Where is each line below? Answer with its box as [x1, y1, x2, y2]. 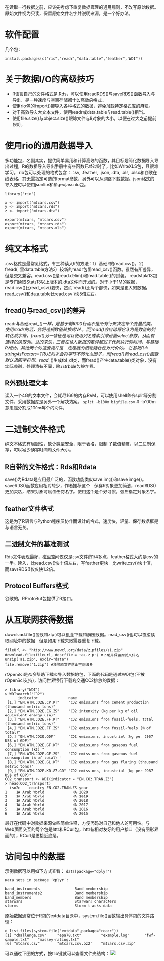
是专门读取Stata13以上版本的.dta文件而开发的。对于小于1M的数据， [5, 279, 140, 285]
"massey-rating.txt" [37, 937, 79, 942]
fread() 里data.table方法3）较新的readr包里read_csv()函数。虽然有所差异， [5, 266, 156, 272]
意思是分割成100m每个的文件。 [5, 405, 67, 411]
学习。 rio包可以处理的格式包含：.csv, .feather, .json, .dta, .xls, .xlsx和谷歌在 [5, 169, 157, 175]
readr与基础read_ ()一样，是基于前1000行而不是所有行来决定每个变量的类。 [5, 320, 155, 326]
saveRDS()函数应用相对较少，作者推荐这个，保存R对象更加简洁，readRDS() [5, 483, 157, 489]
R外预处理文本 [5, 379, 48, 387]
